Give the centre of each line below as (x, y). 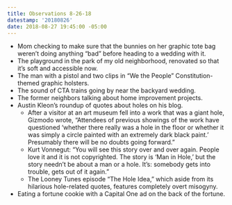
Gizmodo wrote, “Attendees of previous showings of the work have (124, 120)
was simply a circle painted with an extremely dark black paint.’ (118, 135)
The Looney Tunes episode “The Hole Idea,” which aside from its (121, 179)
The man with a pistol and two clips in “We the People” (96, 76)
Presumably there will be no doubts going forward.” (101, 142)
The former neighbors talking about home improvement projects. (110, 98)
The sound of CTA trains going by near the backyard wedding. (107, 90)
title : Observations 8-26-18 (49, 14)
